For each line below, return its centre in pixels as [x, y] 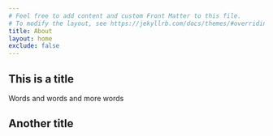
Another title [41, 123]
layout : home [30, 38]
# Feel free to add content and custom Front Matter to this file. [125, 16]
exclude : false [34, 46]
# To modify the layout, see [58, 23]
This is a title [41, 79]
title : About [30, 31]
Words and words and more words [66, 98]
